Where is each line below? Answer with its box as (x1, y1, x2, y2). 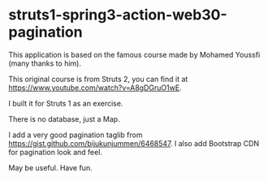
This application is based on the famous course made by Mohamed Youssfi (8, 50, 261, 59)
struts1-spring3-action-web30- (8, 6, 227, 24)
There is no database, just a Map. (8, 114, 120, 123)
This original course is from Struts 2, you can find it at (8, 74, 188, 84)
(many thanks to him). (8, 58, 81, 68)
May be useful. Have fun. (8, 162, 93, 172)
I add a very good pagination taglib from (8, 130, 143, 140)
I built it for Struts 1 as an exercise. (8, 98, 123, 108)
